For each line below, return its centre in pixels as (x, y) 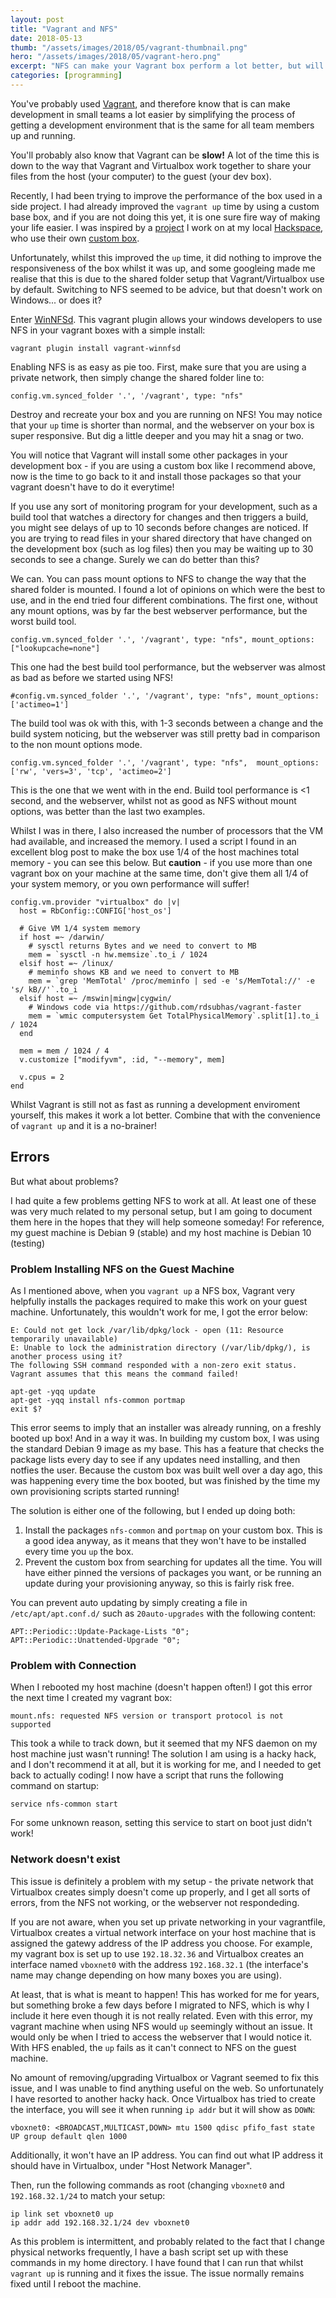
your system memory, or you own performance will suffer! (130, 883)
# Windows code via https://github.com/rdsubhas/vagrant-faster (165, 1007)
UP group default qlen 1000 (69, 2136)
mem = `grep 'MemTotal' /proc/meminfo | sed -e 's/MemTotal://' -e (171, 981)
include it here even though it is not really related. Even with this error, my (161, 2015)
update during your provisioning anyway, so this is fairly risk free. (159, 1583)
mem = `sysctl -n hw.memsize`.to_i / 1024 (118, 954)
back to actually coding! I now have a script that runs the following (147, 1775)
